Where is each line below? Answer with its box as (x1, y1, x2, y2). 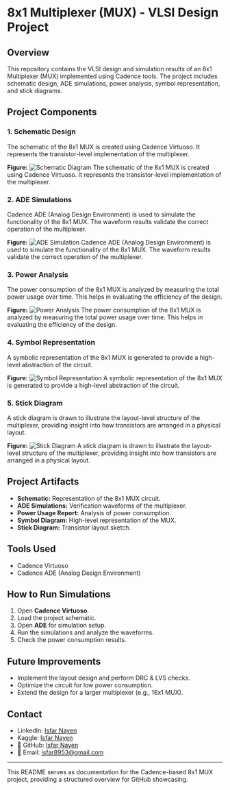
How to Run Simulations (7, 588, 112, 600)
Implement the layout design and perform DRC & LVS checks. (16, 674, 190, 682)
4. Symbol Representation (7, 338, 96, 347)
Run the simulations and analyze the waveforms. (16, 628, 154, 637)
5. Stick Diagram (7, 398, 63, 408)
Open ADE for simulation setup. (16, 621, 107, 630)
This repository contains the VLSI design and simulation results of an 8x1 (7, 65, 212, 73)
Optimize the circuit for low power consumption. (16, 681, 153, 689)
